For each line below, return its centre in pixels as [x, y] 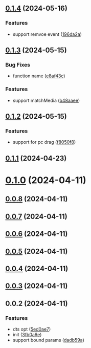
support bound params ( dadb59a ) [48, 340]
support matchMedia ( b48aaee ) [46, 100]
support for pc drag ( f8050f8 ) [44, 142]
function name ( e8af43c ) [39, 76]
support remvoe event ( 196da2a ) [47, 34]
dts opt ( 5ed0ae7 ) [32, 329]
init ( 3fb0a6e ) [27, 334]
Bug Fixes [18, 65]
